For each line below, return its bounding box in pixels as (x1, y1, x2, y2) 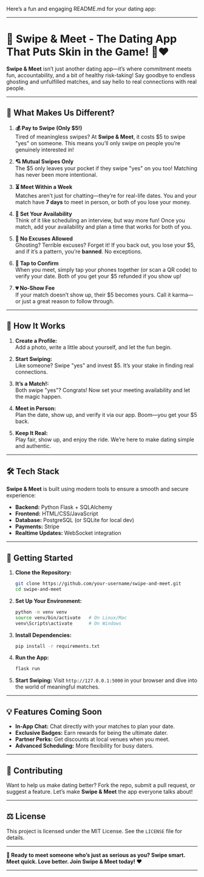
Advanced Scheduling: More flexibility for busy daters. (15, 742, 154, 749)
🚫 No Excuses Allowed (15, 235, 73, 242)
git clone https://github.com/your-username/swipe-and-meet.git (15, 580, 182, 587)
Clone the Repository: (15, 569, 72, 576)
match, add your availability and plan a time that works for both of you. (15, 223, 192, 230)
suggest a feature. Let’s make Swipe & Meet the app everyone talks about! (6, 788, 193, 795)
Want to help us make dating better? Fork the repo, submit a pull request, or (6, 781, 195, 789)
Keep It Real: (15, 429, 48, 436)
